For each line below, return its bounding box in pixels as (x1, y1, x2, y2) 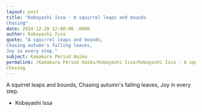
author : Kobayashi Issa (6, 31, 66, 37)
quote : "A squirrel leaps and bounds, (6, 37, 103, 43)
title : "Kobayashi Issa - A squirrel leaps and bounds (6, 14, 147, 20)
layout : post (6, 8, 39, 15)
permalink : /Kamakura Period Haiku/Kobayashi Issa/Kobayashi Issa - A (6, 59, 187, 65)
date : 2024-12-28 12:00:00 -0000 (6, 25, 90, 32)
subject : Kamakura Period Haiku (6, 54, 87, 60)
